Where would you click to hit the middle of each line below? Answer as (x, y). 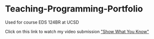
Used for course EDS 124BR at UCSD (42, 22)
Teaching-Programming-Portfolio (74, 9)
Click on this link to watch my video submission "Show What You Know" (77, 31)
